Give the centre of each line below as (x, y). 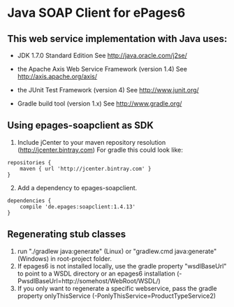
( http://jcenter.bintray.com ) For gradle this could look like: (100, 150)
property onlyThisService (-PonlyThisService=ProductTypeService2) (117, 296)
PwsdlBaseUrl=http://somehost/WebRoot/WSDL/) (89, 280)
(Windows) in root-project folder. (64, 258)
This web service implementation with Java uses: (117, 39)
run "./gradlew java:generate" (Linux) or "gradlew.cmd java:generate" (117, 251)
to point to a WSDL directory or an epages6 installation (96, 273)
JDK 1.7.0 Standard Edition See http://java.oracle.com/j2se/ (102, 55)
